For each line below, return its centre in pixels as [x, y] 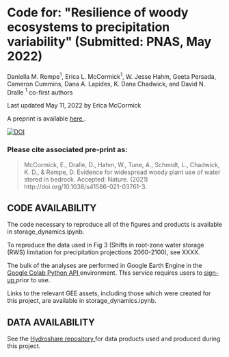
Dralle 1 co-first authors [40, 92]
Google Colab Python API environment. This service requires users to [105, 273]
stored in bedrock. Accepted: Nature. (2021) [86, 179]
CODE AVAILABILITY [52, 208]
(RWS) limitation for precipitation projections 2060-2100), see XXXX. [104, 252]
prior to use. [33, 280]
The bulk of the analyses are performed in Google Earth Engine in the [105, 266]
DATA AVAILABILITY [51, 322]
